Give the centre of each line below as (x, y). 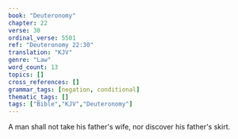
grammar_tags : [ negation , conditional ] (74, 89)
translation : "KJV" (40, 52)
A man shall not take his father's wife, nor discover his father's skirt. (119, 127)
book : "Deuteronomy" (42, 15)
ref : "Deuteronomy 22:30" (51, 45)
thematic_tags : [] (38, 97)
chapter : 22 (28, 23)
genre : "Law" (30, 60)
